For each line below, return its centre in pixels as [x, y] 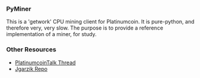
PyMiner [19, 9]
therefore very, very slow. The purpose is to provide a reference [85, 28]
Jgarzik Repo [31, 69]
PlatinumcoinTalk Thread [45, 62]
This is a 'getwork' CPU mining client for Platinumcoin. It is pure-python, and [100, 22]
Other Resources [31, 50]
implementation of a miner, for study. [51, 34]
